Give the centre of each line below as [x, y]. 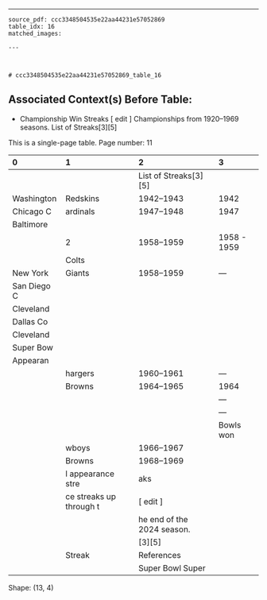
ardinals [80, 211]
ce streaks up [91, 496]
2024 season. [164, 529]
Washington [35, 198]
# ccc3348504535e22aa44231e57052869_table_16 [85, 75]
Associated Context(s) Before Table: [100, 100]
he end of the [163, 519]
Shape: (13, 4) [31, 587]
